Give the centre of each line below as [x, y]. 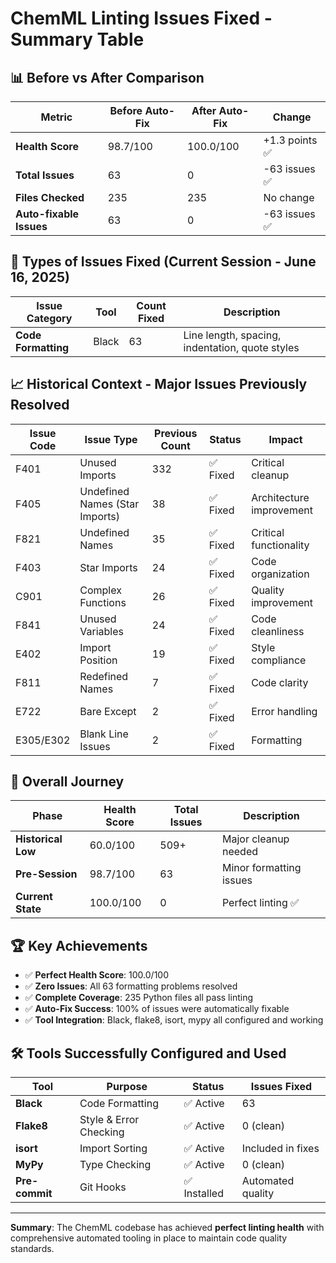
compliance [279, 660]
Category [49, 318]
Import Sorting [113, 1149]
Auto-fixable [47, 214]
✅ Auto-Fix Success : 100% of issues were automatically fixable [157, 1009]
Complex [100, 590]
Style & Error [109, 1120]
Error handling [284, 711]
